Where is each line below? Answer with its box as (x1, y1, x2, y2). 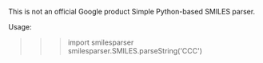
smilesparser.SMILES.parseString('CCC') (67, 46, 202, 55)
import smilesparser (67, 37, 134, 47)
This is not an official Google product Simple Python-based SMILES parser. (8, 7, 256, 16)
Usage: (8, 22, 32, 31)
